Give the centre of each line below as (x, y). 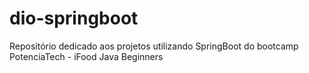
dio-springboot (74, 18)
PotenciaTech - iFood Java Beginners (86, 56)
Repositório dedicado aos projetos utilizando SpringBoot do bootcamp (154, 46)
